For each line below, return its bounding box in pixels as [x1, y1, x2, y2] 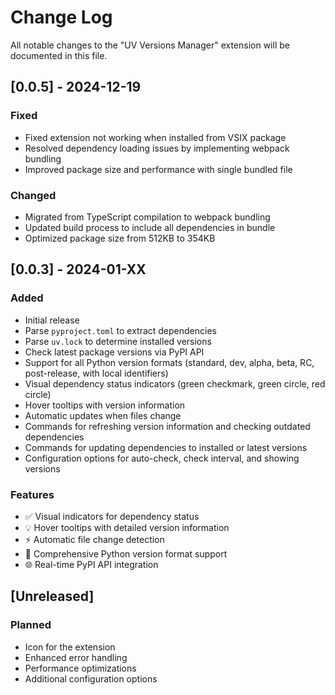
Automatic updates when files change [24, 409, 182, 421]
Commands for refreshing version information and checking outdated [24, 420, 311, 432]
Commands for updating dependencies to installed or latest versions [24, 441, 308, 453]
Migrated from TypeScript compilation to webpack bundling [24, 211, 271, 223]
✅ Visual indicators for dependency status [24, 510, 200, 522]
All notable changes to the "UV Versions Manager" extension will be [10, 39, 290, 51]
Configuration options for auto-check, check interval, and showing [24, 452, 300, 464]
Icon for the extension [24, 641, 116, 653]
